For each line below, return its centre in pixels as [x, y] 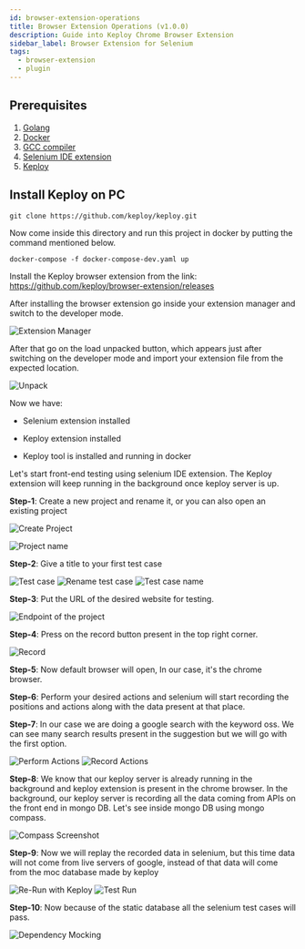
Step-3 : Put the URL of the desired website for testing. [112, 598]
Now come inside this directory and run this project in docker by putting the [151, 232]
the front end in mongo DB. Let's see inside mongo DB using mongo [137, 808]
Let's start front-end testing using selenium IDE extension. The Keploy [141, 474]
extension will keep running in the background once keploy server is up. [144, 483]
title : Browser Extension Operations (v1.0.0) [99, 26]
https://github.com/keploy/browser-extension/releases [112, 286]
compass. [28, 817]
